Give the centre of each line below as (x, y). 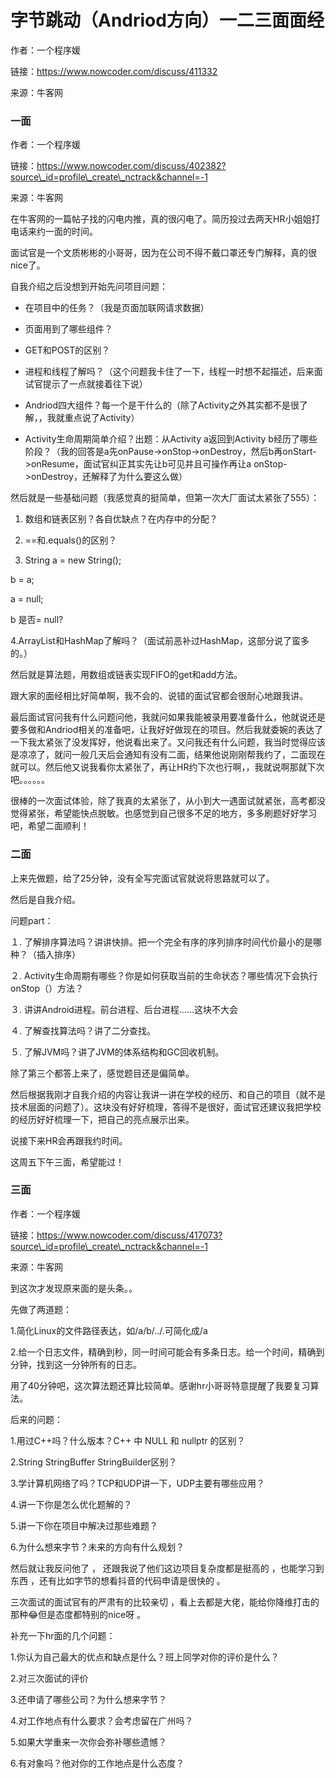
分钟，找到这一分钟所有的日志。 (76, 1364)
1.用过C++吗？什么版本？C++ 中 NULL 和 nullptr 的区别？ (128, 1440)
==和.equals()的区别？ (71, 540)
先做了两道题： (41, 1309)
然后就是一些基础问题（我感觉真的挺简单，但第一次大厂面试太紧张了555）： (165, 498)
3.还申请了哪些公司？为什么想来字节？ (89, 1699)
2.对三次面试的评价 (49, 1678)
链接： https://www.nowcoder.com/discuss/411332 (114, 71)
